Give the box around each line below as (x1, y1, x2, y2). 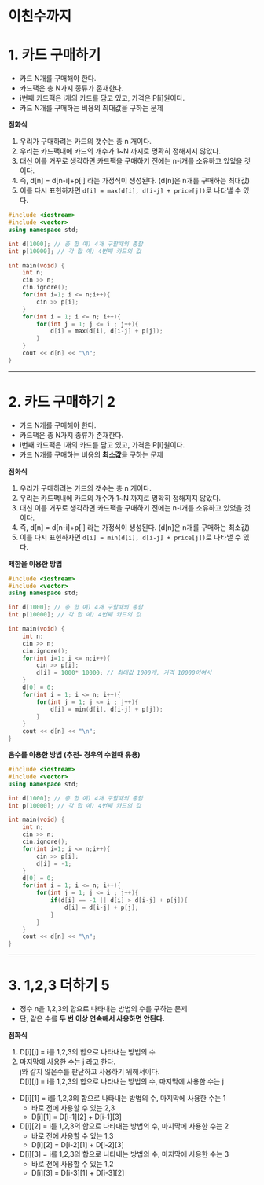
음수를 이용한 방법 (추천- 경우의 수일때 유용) (8, 750, 141, 760)
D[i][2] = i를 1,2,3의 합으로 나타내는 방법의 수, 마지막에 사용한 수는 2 (19, 1121, 229, 1131)
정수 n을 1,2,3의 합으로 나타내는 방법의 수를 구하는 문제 (19, 1004, 188, 1014)
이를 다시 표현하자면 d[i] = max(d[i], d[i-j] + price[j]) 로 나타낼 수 (19, 186, 242, 195)
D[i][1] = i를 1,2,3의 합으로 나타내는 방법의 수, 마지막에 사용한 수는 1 (19, 1094, 226, 1103)
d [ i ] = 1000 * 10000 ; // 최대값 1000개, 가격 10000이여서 (36, 669, 212, 677)
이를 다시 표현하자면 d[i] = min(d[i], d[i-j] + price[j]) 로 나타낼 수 (19, 532, 242, 542)
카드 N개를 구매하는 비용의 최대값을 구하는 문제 (19, 103, 163, 112)
